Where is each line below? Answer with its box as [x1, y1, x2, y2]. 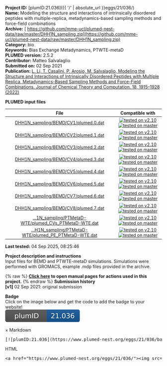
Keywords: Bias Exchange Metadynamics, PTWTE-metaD [5, 47, 124, 53]
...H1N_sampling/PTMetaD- [31, 227, 88, 233]
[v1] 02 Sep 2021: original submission [5, 283, 83, 289]
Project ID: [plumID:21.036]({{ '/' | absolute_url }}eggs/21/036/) [5, 5, 135, 10]
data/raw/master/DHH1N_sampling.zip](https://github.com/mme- [5, 31, 138, 37]
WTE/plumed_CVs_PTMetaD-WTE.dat [20, 220, 99, 226]
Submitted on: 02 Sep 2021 [5, 63, 62, 69]
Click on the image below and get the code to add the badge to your [5, 298, 145, 304]
